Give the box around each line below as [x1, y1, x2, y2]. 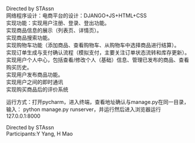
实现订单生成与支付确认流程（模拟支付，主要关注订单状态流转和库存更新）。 [6, 49, 190, 56]
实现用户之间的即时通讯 [6, 79, 63, 85]
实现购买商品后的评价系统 [6, 86, 69, 93]
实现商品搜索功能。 [6, 34, 53, 41]
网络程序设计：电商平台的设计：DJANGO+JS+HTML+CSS [6, 12, 147, 19]
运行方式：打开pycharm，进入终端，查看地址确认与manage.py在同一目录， [6, 99, 189, 105]
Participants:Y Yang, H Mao [6, 130, 73, 137]
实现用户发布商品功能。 [6, 71, 63, 78]
